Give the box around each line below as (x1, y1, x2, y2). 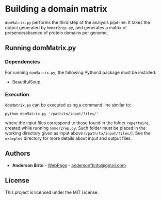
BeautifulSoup (12, 79, 41, 84)
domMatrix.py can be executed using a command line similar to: (5, 102, 131, 108)
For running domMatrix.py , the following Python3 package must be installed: (5, 69, 157, 75)
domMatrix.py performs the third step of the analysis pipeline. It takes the (5, 19, 150, 25)
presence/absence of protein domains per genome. (5, 30, 108, 35)
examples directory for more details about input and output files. (5, 135, 132, 141)
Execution (5, 91, 30, 98)
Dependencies (5, 58, 40, 65)
